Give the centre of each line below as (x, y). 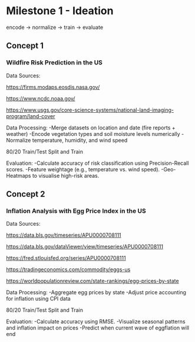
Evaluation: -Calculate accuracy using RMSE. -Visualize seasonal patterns (96, 322)
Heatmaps (19, 175)
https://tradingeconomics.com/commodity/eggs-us (68, 269)
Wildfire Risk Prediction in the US (54, 63)
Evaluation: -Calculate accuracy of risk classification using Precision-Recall (97, 163)
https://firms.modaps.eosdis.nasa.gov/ (53, 87)
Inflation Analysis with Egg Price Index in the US (76, 211)
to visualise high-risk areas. (66, 175)
